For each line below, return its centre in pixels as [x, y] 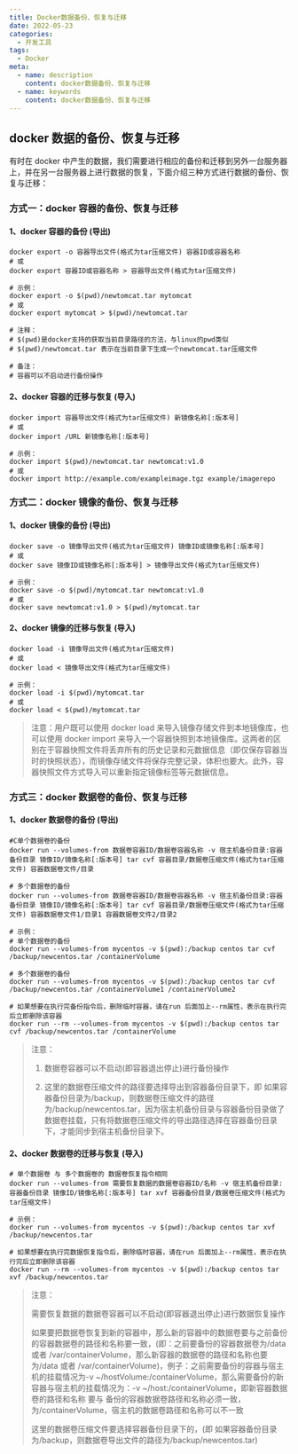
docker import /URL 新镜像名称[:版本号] [79, 436]
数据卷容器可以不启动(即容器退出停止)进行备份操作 [136, 1068]
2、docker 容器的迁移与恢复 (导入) [72, 397]
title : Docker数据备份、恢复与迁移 [68, 17]
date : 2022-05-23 [41, 26]
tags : [19, 51]
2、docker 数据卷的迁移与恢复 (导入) [76, 1153]
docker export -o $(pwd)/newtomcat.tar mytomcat [101, 296]
